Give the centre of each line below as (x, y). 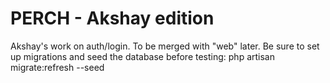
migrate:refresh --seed (57, 67)
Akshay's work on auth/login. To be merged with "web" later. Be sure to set (165, 46)
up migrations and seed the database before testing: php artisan (142, 56)
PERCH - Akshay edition (112, 18)
